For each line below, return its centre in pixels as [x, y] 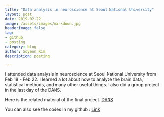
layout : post [19, 14]
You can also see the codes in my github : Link [53, 109]
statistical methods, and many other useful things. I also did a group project [82, 85]
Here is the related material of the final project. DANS [59, 100]
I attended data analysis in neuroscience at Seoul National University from [81, 74]
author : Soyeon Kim [25, 51]
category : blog [21, 47]
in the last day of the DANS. [33, 90]
